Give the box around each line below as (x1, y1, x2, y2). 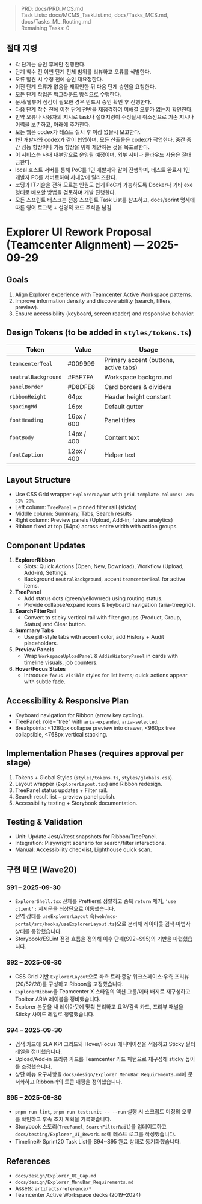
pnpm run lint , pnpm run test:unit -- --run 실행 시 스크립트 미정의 (14, 1108, 180, 1115)
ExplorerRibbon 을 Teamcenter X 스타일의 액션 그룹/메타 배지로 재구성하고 (14, 987, 191, 995)
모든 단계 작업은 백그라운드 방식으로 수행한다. (14, 90, 121, 98)
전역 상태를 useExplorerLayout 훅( (14, 913, 97, 920)
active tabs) (104, 363, 138, 372)
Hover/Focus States (14, 665, 66, 673)
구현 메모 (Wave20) (6, 865, 77, 875)
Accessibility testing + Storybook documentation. (14, 799, 138, 806)
